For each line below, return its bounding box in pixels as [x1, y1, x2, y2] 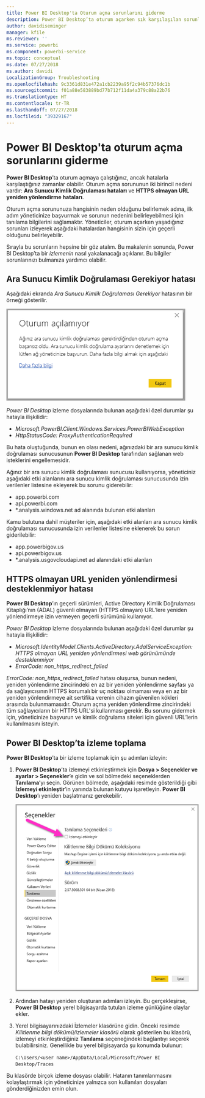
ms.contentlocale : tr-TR [6, 100, 70, 107]
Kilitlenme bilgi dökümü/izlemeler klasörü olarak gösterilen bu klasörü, [15, 1028, 192, 1036]
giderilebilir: [6, 531, 37, 539]
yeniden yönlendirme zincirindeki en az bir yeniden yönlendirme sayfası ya [6, 681, 194, 689]
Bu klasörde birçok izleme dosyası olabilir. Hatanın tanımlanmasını [6, 1072, 172, 1079]
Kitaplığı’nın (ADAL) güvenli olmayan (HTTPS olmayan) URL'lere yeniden [6, 607, 187, 614]
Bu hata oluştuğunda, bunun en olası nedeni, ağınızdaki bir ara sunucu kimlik [6, 444, 199, 451]
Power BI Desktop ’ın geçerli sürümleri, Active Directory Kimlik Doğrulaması [6, 600, 195, 607]
